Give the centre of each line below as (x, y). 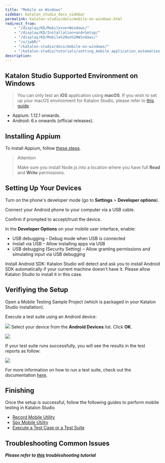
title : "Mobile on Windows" (34, 10)
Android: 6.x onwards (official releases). (53, 121)
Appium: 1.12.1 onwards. (36, 116)
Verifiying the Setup (37, 290)
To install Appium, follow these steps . (43, 148)
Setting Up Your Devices (43, 188)
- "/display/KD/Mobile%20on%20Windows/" (56, 38)
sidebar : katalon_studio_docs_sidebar (45, 14)
